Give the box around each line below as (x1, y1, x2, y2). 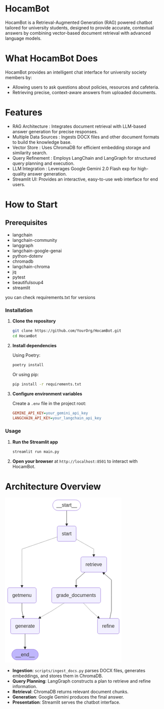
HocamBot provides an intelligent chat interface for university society (5, 69, 147, 75)
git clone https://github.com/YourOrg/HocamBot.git (12, 328, 121, 333)
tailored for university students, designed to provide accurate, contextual (5, 24, 154, 30)
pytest (12, 274, 26, 280)
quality (12, 171, 27, 177)
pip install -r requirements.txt (12, 382, 82, 387)
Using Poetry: (12, 352, 41, 358)
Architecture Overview (5, 481, 101, 492)
